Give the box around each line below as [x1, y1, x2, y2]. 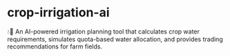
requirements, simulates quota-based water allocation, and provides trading [7, 35, 223, 43]
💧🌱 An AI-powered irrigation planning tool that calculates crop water [7, 27, 200, 36]
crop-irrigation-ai [7, 5, 110, 20]
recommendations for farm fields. [7, 42, 102, 51]
